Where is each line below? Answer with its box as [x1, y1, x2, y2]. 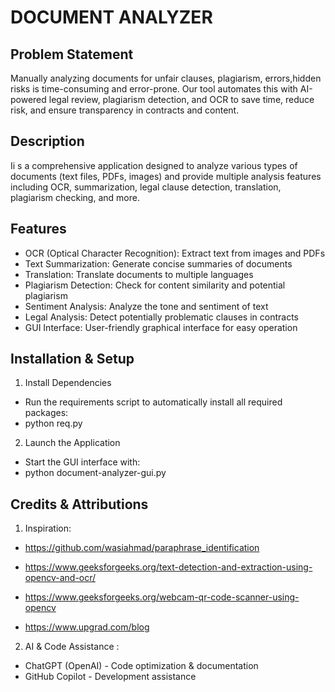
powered [10, 94, 47, 105]
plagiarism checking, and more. [10, 191, 140, 203]
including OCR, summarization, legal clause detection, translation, [10, 181, 282, 193]
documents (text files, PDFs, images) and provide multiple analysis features [10, 170, 322, 182]
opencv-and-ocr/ [24, 572, 97, 584]
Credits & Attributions [10, 496, 149, 513]
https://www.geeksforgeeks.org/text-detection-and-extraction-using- [24, 561, 313, 573]
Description [10, 133, 85, 150]
